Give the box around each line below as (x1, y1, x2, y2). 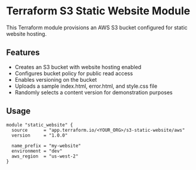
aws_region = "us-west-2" (11, 153, 79, 159)
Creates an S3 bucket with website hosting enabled (14, 63, 142, 70)
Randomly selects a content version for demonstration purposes (14, 88, 173, 96)
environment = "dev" (11, 148, 63, 154)
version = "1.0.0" (11, 132, 68, 138)
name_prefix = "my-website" (11, 143, 82, 149)
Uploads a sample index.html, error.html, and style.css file (14, 82, 158, 89)
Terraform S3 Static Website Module (6, 4, 191, 18)
